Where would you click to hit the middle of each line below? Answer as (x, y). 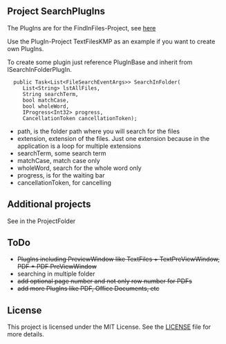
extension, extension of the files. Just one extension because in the (113, 138)
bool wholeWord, (46, 106)
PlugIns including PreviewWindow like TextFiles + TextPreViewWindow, (118, 259)
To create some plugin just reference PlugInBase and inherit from (100, 62)
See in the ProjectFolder (41, 221)
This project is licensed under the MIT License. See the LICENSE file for (109, 327)
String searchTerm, (50, 94)
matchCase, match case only (58, 160)
